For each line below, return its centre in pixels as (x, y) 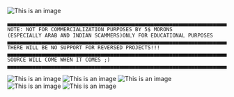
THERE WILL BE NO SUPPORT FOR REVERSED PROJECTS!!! (84, 48)
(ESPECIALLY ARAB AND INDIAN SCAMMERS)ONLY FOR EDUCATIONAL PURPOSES (110, 35)
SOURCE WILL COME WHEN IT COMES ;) (59, 60)
